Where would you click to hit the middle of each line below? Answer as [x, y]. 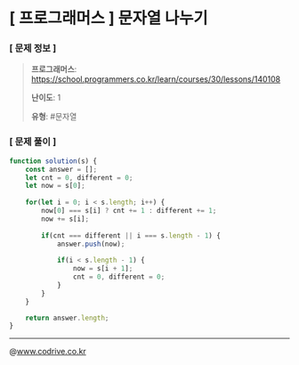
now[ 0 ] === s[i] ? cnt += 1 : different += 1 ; [129, 211]
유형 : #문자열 [54, 117]
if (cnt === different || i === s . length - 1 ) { [131, 235]
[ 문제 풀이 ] [33, 142]
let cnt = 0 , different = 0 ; [79, 178]
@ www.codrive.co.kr [48, 352]
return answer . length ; [67, 318]
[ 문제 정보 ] [33, 48]
